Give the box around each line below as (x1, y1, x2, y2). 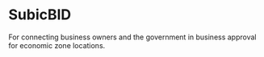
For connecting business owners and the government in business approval (8, 32, 257, 42)
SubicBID (8, 6, 72, 24)
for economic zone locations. (8, 40, 106, 50)
